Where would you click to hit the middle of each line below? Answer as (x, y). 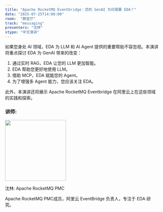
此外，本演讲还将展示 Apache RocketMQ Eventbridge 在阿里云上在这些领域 (80, 92)
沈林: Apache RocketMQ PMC (35, 189)
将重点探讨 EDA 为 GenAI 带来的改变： (43, 53)
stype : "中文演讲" (22, 32)
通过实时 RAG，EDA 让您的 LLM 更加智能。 (55, 63)
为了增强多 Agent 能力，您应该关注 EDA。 (54, 81)
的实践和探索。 (20, 98)
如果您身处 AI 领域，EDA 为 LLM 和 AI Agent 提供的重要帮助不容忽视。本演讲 (82, 47)
